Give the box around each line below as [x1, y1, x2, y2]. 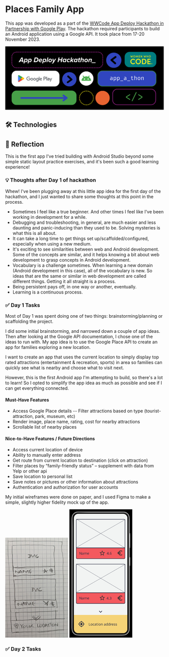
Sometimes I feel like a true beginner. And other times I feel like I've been [12, 208, 164, 215]
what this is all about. [12, 230, 57, 236]
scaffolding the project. [5, 319, 54, 325]
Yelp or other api [12, 468, 47, 474]
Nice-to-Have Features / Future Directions [5, 435, 95, 442]
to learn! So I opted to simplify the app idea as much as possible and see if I [5, 380, 162, 386]
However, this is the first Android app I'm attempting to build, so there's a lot [5, 375, 163, 381]
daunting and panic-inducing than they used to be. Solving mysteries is [12, 224, 160, 230]
